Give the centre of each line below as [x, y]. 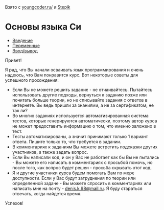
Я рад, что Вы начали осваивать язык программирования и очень [74, 70]
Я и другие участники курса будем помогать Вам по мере [73, 173]
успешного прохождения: [32, 80]
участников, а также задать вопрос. [50, 152]
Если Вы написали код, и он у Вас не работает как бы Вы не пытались [86, 157]
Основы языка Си [43, 27]
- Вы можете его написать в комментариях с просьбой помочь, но [82, 162]
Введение [23, 40]
